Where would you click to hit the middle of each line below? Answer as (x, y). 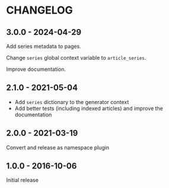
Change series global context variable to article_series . (76, 58)
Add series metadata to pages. (44, 46)
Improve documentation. (36, 69)
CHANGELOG (39, 10)
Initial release (22, 180)
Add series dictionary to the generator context (72, 102)
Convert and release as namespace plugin (58, 147)
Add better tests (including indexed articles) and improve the (89, 108)
